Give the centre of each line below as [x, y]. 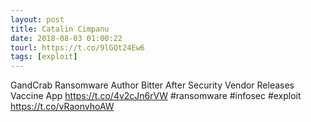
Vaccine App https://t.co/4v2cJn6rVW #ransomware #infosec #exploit [156, 96]
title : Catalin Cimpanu [60, 29]
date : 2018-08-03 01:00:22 [66, 38]
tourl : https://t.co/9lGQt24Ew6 [77, 47]
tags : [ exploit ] [44, 57]
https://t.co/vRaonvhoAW [62, 107]
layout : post [37, 19]
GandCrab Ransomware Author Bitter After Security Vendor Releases [152, 85]
